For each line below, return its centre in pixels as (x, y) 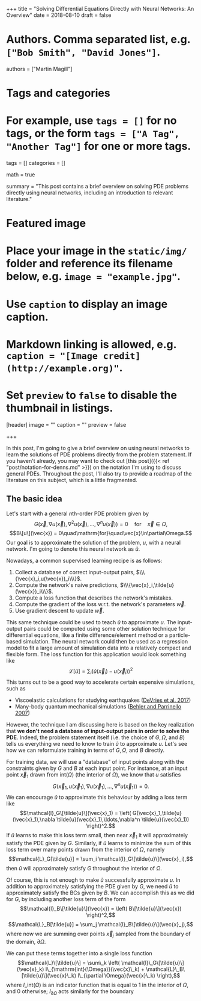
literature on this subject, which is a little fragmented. (72, 480)
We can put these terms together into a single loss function (79, 953)
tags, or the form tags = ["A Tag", (93, 133)
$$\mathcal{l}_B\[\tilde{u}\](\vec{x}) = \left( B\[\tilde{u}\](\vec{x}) (101, 908)
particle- (180, 635)
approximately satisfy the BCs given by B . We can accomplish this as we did (100, 893)
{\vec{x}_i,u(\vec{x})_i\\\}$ (47, 579)
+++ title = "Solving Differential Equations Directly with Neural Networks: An (100, 9)
